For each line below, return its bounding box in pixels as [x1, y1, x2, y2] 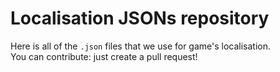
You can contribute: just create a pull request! [10, 50, 198, 62]
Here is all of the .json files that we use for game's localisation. [10, 40, 272, 52]
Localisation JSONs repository [10, 7, 270, 30]
